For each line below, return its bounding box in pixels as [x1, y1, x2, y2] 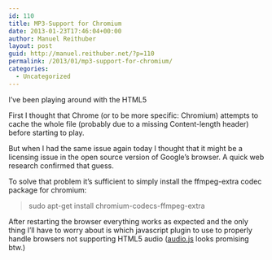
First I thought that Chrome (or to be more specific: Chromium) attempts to [8, 110, 259, 120]
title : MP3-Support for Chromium [8, 19, 122, 28]
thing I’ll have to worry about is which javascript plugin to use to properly [8, 225, 252, 235]
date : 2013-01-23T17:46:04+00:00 [8, 27, 122, 35]
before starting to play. [8, 128, 85, 137]
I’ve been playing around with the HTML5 [8, 94, 147, 104]
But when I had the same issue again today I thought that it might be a [8, 143, 243, 153]
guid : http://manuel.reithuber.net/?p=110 [8, 50, 155, 58]
